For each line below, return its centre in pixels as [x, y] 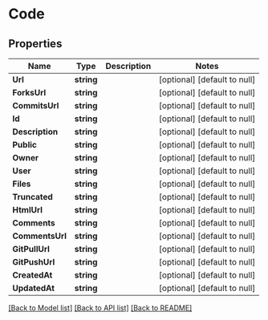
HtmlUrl [27, 210]
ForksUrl [29, 93]
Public [25, 145]
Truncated [33, 197]
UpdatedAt [33, 288]
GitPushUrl [34, 262]
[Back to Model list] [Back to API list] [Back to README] [100, 308]
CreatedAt [32, 275]
